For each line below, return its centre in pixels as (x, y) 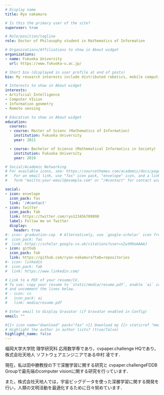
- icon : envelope (23, 194)
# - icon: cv (18, 294)
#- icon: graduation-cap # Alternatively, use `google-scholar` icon (78, 235)
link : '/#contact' (28, 203)
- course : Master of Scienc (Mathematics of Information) (70, 131)
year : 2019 (25, 158)
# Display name (20, 10)
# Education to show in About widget (43, 117)
